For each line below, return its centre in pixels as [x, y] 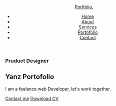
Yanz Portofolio [30, 77]
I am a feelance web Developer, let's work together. [58, 89]
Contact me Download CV [32, 99]
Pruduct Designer [27, 61]
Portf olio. [84, 7]
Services [88, 27]
